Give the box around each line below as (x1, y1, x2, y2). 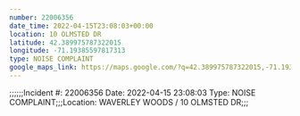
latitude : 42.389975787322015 (9, 37, 122, 47)
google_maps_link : (9, 63, 78, 72)
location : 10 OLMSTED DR (9, 29, 102, 38)
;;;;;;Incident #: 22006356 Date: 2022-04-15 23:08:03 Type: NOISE (9, 87, 256, 98)
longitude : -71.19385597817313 (9, 46, 126, 55)
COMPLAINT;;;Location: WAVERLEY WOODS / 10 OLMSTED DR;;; (9, 96, 249, 107)
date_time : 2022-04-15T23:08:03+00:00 (9, 21, 154, 30)
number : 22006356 (9, 12, 74, 22)
